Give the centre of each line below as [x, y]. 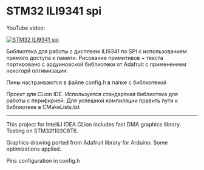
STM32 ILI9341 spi [54, 11]
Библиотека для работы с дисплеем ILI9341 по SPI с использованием [97, 51]
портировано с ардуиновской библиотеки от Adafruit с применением [97, 64]
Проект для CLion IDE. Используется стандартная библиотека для [92, 94]
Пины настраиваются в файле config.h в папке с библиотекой [87, 82]
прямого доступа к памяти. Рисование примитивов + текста [85, 57]
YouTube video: [26, 28]
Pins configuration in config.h [43, 160]
